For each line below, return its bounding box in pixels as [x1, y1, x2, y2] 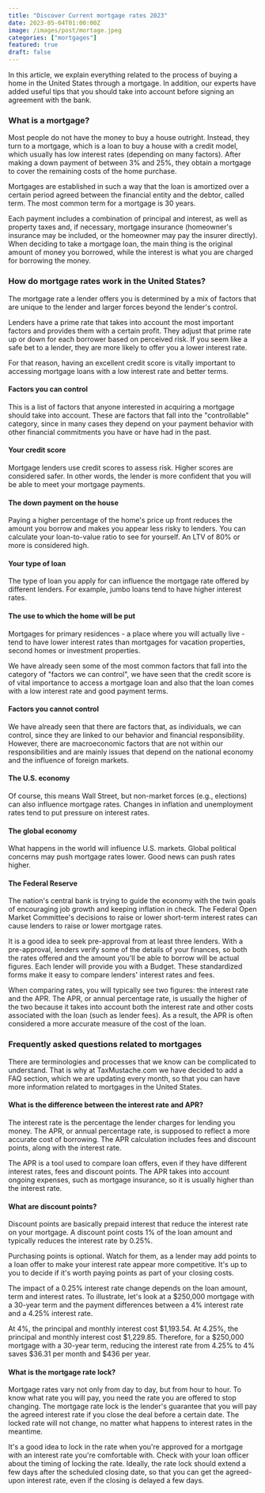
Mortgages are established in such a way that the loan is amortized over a [8, 182, 249, 191]
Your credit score [8, 445, 66, 455]
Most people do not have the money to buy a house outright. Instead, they [8, 133, 250, 142]
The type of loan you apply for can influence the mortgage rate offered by [8, 576, 249, 586]
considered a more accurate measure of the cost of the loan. [8, 1019, 206, 1029]
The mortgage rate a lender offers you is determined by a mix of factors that [8, 293, 257, 303]
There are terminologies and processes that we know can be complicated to [8, 1056, 257, 1066]
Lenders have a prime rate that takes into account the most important [8, 317, 234, 327]
